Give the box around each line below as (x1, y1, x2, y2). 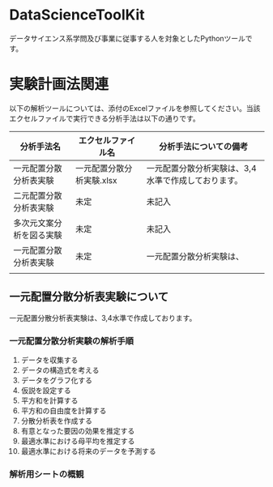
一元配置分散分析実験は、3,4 (146, 162, 258, 173)
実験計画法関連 (9, 75, 109, 94)
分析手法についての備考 (158, 140, 249, 152)
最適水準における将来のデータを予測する (20, 446, 156, 455)
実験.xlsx (83, 174, 117, 186)
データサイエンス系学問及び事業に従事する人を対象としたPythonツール (9, 33, 246, 43)
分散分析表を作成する (20, 416, 92, 425)
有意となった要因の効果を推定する (20, 425, 135, 435)
